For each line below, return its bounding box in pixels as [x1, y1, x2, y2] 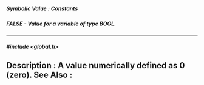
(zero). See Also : [6, 70, 73, 80]
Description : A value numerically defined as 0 [6, 60, 185, 71]
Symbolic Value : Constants [6, 5, 78, 12]
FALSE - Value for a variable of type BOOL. [6, 20, 117, 27]
